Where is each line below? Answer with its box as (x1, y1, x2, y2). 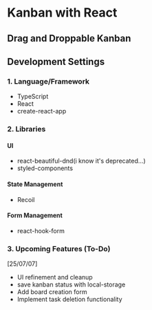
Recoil (17, 195, 35, 203)
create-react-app (17, 107, 67, 116)
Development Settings (7, 55, 105, 67)
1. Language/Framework (7, 76, 90, 86)
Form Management (7, 211, 63, 219)
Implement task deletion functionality (17, 295, 122, 304)
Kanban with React (7, 5, 118, 21)
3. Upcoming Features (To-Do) (7, 244, 111, 253)
